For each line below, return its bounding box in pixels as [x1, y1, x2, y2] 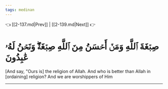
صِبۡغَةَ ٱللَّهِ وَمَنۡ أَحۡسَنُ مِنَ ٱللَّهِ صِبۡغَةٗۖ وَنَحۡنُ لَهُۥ [5, 40, 159, 52]
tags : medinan [5, 7, 35, 12]
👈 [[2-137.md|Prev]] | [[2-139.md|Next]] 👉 [5, 21, 96, 27]
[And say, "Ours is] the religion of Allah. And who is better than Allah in [5, 68, 151, 74]
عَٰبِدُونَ [5, 51, 28, 63]
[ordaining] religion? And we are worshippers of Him [5, 73, 113, 79]
